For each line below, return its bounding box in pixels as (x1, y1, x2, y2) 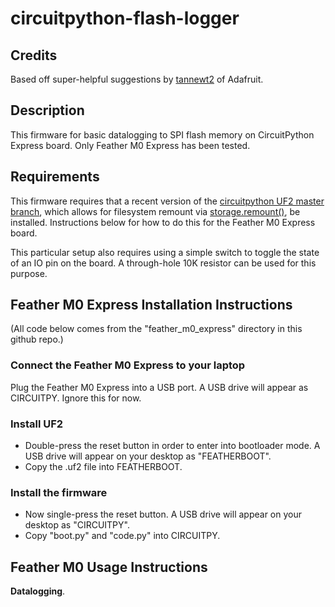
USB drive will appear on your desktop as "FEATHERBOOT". (24, 450, 272, 462)
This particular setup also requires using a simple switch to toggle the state (10, 246, 320, 258)
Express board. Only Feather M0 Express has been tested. (10, 139, 251, 151)
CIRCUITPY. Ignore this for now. (10, 392, 142, 404)
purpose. (10, 267, 48, 279)
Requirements (10, 168, 100, 186)
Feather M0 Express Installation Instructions (10, 297, 293, 314)
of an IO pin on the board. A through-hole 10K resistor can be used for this (10, 257, 317, 269)
